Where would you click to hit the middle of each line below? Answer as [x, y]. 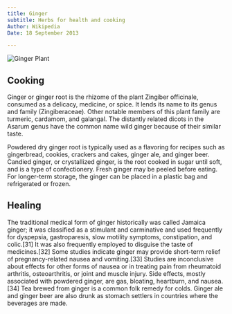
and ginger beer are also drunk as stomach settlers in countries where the [113, 295]
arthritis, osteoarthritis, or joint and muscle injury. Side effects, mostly [106, 273]
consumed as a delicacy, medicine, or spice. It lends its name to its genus [112, 104]
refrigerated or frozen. [39, 184]
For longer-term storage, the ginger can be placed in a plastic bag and [107, 176]
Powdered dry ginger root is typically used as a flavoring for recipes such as [116, 147]
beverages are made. [37, 303]
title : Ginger [28, 13]
